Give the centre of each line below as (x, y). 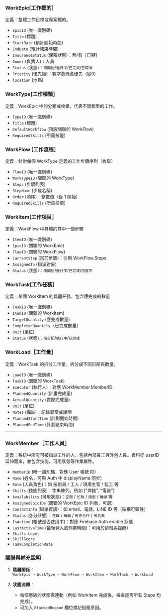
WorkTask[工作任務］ (31, 285)
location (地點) (28, 80)
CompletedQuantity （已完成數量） (46, 326)
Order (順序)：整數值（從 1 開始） (46, 196)
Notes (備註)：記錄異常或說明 (42, 412)
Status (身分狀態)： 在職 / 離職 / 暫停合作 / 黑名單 (59, 515)
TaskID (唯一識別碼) (32, 307)
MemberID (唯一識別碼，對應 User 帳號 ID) (54, 472)
